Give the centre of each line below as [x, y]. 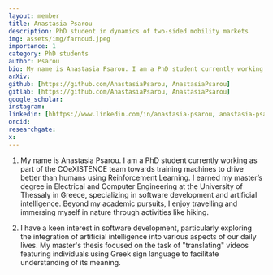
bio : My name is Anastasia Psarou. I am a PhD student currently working [136, 69]
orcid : [19, 122]
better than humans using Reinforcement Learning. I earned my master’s [141, 177]
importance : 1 [32, 46]
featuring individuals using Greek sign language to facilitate [119, 254]
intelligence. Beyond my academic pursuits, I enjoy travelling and [129, 203]
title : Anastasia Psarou [50, 24]
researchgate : [32, 129]
